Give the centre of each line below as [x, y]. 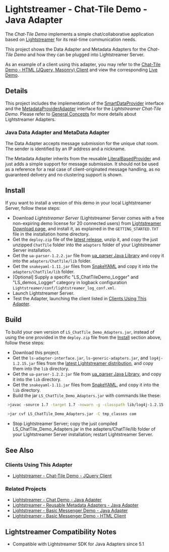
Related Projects [26, 489]
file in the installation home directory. [51, 234]
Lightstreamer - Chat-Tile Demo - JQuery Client [62, 476]
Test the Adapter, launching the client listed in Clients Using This [79, 298]
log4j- [156, 358]
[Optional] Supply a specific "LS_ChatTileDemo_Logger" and [75, 277]
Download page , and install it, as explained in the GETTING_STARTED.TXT [86, 228]
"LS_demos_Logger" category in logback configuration [70, 282]
